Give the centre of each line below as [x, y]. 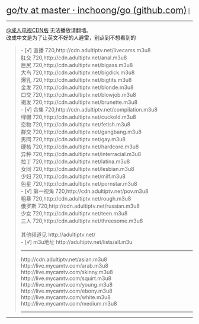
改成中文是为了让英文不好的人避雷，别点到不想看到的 [71, 38]
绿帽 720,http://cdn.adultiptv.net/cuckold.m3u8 [78, 117]
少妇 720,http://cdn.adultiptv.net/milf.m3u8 [73, 176]
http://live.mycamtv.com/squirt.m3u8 [66, 278]
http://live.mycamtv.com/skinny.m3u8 [67, 272]
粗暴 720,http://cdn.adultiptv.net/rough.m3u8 [76, 198]
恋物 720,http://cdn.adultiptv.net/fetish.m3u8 [76, 124]
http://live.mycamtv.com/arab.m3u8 [64, 266]
